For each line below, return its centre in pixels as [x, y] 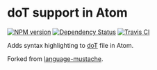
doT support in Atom [67, 13]
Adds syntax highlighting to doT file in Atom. [71, 45]
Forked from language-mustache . [55, 59]
